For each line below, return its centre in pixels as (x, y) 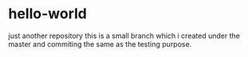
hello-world (48, 14)
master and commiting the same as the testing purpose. (100, 44)
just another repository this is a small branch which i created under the (124, 36)
